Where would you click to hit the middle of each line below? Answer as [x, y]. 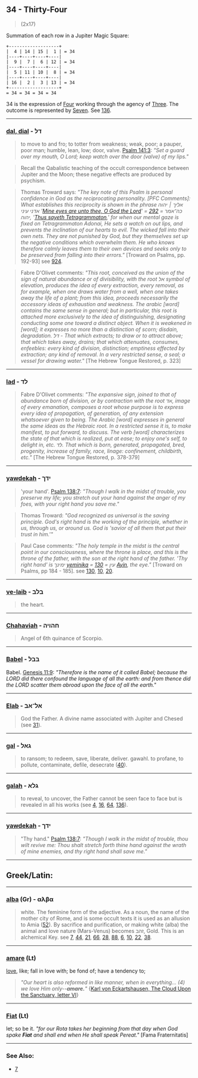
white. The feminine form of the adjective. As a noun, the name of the [105, 912]
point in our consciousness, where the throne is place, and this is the [104, 552]
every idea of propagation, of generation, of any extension [92, 413]
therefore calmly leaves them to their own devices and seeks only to [103, 249]
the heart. [32, 604]
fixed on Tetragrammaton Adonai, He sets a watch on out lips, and [102, 224]
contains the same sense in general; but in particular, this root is [99, 311]
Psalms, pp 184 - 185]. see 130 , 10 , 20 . [67, 571]
